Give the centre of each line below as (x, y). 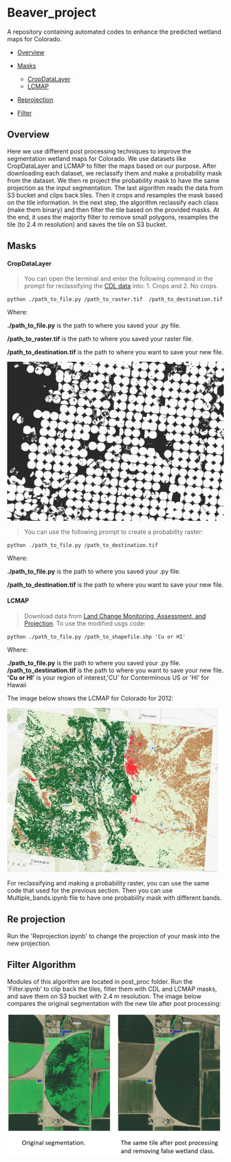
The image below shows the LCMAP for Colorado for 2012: (90, 698)
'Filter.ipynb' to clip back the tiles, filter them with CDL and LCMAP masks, (112, 989)
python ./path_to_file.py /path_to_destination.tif (82, 546)
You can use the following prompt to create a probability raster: (113, 532)
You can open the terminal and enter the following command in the (118, 279)
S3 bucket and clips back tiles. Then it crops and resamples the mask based (115, 195)
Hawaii (17, 685)
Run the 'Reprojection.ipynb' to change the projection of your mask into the (113, 936)
